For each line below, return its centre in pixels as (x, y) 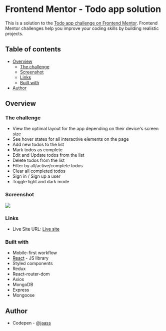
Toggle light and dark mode (41, 182)
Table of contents (33, 49)
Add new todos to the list (38, 145)
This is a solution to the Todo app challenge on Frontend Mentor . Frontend (81, 23)
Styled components (32, 264)
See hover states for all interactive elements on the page (70, 139)
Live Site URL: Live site (36, 229)
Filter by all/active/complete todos (47, 166)
